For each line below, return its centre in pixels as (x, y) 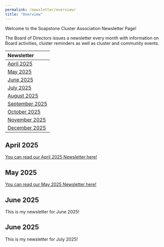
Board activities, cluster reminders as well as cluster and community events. (82, 43)
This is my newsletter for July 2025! (41, 239)
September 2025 (28, 104)
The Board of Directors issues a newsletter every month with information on (82, 38)
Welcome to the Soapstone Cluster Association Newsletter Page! (71, 28)
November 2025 (27, 120)
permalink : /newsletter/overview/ (41, 10)
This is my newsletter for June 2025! (42, 212)
